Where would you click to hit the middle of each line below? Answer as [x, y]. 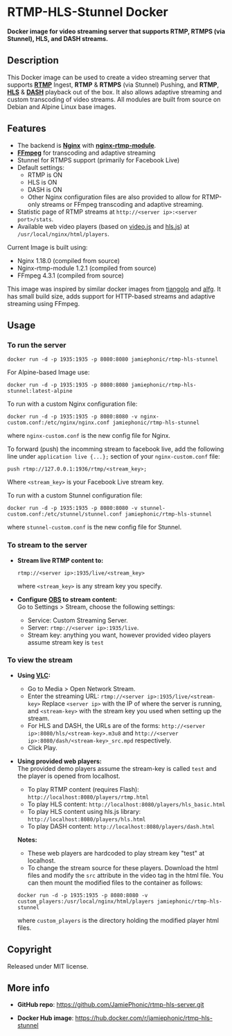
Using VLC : [34, 675]
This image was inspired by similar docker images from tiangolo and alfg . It [114, 289]
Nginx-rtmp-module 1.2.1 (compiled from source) [87, 268]
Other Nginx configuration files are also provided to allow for [114, 197]
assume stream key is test [65, 642]
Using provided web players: [59, 761]
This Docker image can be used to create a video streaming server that [109, 77]
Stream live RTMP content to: [60, 560]
